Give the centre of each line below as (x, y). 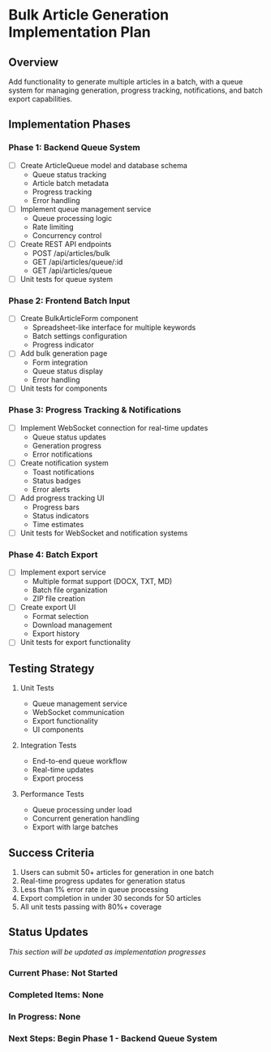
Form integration (60, 362)
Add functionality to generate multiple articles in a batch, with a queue (126, 82)
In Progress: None (45, 1016)
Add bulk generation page (64, 353)
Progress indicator (63, 345)
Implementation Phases (70, 125)
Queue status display (68, 371)
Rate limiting (53, 227)
